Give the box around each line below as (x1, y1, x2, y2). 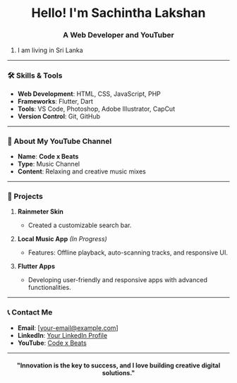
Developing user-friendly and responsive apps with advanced (28, 276, 208, 284)
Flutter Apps (17, 262, 55, 271)
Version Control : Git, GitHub (17, 111, 101, 121)
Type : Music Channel (17, 160, 80, 169)
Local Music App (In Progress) (17, 235, 107, 243)
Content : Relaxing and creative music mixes (17, 167, 146, 176)
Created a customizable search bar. (28, 221, 132, 230)
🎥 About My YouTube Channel (7, 136, 112, 146)
